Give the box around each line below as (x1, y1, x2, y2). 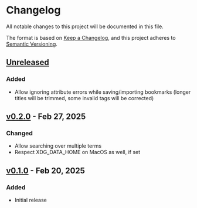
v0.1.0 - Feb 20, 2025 (6, 165, 85, 176)
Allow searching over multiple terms (14, 142, 101, 149)
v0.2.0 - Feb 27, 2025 (6, 112, 86, 122)
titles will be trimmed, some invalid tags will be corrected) (14, 94, 154, 101)
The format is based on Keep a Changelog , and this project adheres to (6, 34, 176, 41)
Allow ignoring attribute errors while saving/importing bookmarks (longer (14, 88, 191, 96)
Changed (6, 129, 33, 137)
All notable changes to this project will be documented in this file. (6, 23, 164, 30)
